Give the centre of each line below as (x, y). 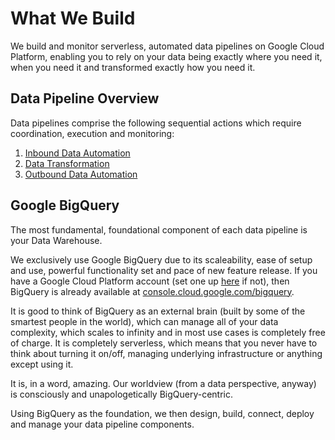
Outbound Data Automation (81, 174)
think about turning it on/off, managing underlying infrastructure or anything (166, 353)
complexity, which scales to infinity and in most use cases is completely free (168, 332)
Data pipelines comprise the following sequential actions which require (156, 123)
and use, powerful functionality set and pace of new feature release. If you (164, 270)
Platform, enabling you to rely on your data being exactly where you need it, (166, 56)
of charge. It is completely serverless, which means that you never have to (164, 343)
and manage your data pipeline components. (102, 424)
